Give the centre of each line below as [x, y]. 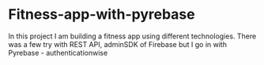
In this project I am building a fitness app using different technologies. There [132, 36]
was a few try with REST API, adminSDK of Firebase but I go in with [118, 44]
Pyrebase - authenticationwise [58, 52]
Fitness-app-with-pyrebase [102, 14]
